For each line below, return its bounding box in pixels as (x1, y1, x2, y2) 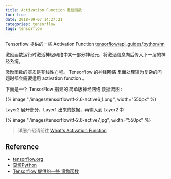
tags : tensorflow (5, 26, 42, 32)
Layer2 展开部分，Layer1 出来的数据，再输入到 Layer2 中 (5, 107, 124, 113)
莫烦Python (12, 162, 37, 168)
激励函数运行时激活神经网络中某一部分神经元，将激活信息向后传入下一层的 (5, 52, 161, 58)
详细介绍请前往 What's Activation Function (17, 128, 107, 134)
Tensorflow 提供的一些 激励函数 (12, 168, 79, 174)
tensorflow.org (12, 156, 44, 162)
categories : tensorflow (5, 21, 56, 27)
